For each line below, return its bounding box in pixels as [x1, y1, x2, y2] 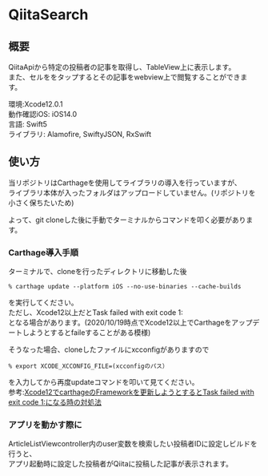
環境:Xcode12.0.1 [8, 99, 63, 109]
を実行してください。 [8, 298, 78, 308]
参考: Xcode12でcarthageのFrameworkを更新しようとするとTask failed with [8, 387, 254, 397]
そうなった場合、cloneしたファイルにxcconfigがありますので [8, 345, 210, 354]
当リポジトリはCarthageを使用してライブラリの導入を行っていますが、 [8, 178, 242, 188]
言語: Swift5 [8, 119, 48, 129]
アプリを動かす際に [8, 419, 82, 430]
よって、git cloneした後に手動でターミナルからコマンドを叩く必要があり [8, 215, 246, 224]
